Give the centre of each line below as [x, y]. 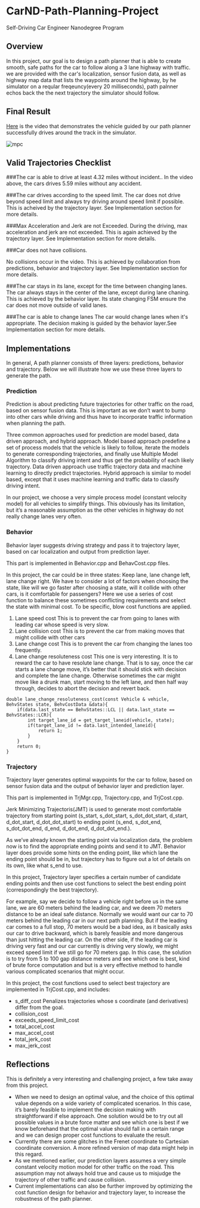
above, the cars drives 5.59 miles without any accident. [74, 183]
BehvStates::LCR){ [29, 715]
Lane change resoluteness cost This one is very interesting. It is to [96, 656]
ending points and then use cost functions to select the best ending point [96, 884]
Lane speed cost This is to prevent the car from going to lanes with [97, 618]
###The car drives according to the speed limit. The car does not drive [93, 195]
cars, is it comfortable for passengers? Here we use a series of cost [90, 594]
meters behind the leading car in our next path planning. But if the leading [97, 920]
